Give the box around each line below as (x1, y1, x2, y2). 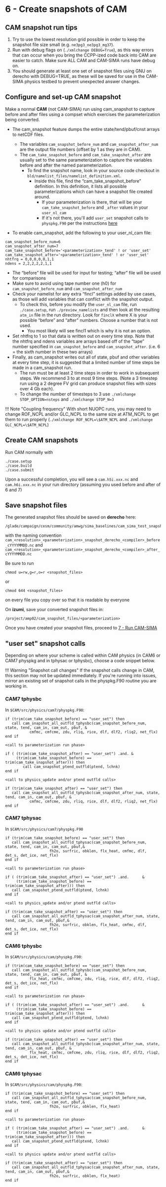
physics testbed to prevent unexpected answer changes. (24, 78, 140, 84)
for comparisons (12, 275, 46, 281)
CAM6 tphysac (5, 1070, 42, 1077)
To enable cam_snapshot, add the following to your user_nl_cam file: (12, 230, 152, 236)
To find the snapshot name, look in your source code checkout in (27, 167, 160, 173)
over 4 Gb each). (19, 385, 54, 391)
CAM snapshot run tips (5, 23, 78, 32)
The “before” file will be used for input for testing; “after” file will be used (12, 269, 161, 276)
